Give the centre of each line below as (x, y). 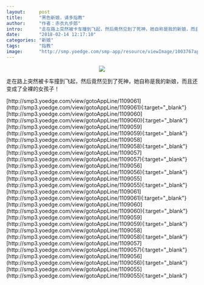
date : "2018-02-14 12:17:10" (51, 35)
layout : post (28, 12)
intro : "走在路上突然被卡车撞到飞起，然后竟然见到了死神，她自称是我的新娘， (99, 29)
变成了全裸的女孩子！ (33, 88)
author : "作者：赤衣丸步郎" (43, 23)
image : (15, 52)
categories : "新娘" (30, 40)
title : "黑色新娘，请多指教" (46, 18)
